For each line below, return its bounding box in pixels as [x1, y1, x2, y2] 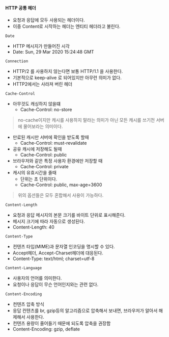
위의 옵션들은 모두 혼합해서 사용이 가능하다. [17, 192, 104, 198]
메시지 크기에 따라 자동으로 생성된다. [12, 218, 85, 224]
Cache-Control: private [20, 164, 69, 170]
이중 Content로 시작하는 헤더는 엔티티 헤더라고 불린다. [12, 23, 121, 30]
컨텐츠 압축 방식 [12, 301, 44, 307]
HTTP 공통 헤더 [5, 5, 37, 11]
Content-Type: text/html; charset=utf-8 [12, 255, 95, 262]
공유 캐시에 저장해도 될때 [12, 146, 62, 152]
